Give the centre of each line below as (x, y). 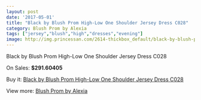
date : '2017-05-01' (31, 17)
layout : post (22, 12)
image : (14, 39)
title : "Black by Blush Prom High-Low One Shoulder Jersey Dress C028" (97, 23)
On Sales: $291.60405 (34, 68)
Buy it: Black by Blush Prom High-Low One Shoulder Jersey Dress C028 (95, 79)
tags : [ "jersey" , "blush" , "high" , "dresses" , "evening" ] (75, 34)
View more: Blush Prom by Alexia (47, 91)
